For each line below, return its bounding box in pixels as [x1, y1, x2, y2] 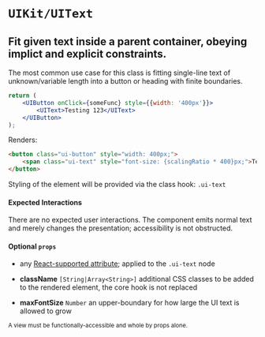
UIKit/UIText [8, 6, 93, 21]
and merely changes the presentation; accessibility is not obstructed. [8, 223, 233, 233]
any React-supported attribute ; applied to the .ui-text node [19, 259, 215, 268]
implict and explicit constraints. [8, 47, 167, 61]
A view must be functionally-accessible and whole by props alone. [8, 322, 188, 330]
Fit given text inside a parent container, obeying [8, 35, 248, 48]
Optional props [8, 242, 57, 251]
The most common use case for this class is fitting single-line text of [8, 68, 231, 77]
